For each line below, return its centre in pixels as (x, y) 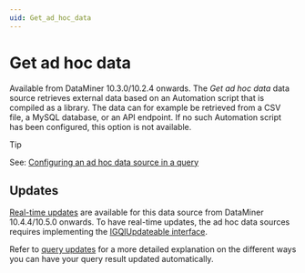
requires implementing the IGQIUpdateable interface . (108, 232)
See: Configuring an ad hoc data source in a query (104, 162)
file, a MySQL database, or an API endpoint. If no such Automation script (146, 117)
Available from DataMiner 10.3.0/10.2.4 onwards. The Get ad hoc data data (149, 88)
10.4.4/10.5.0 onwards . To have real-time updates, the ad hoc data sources (150, 222)
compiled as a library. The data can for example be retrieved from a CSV (145, 107)
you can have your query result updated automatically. (112, 259)
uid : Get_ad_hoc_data (51, 18)
